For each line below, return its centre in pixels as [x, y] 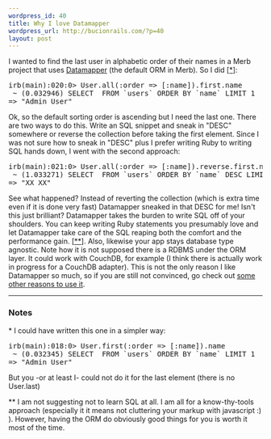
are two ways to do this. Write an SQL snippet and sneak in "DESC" [120, 125]
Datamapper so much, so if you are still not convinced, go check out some [132, 276]
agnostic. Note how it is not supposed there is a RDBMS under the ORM [127, 250]
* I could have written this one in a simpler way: [87, 330]
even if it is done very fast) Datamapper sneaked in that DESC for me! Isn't [132, 207]
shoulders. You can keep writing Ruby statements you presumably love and [133, 224]
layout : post [30, 38]
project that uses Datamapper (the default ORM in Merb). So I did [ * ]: [123, 70]
